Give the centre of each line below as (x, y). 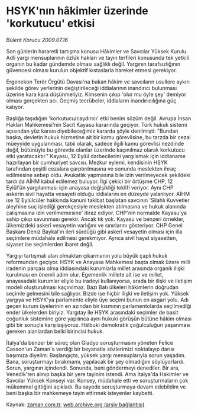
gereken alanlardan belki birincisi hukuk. (55, 331)
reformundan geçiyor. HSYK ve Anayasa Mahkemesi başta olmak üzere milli (98, 262)
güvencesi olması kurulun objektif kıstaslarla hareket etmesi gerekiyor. (92, 70)
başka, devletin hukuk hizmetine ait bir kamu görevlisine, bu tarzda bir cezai (98, 137)
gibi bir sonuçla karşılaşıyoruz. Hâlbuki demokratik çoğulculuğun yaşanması (98, 325)
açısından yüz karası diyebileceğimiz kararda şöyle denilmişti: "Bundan (92, 131)
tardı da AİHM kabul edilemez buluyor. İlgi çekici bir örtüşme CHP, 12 (90, 181)
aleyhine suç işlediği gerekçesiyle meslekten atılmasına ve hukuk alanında (96, 206)
